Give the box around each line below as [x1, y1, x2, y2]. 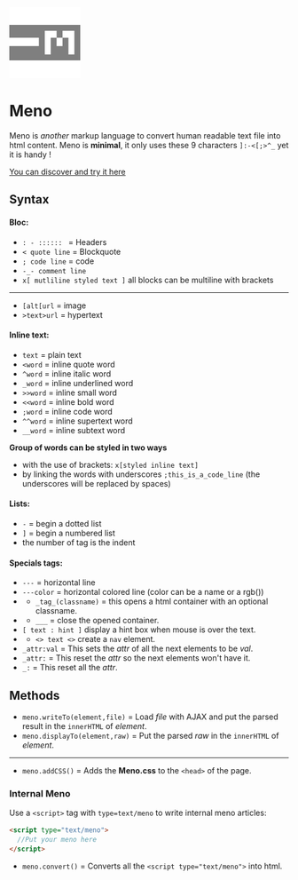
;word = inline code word [21, 406, 113, 416]
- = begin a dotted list [21, 518, 102, 528]
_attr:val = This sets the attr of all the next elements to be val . [21, 643, 254, 654]
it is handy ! [9, 149, 51, 160]
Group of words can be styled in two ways [9, 442, 168, 453]
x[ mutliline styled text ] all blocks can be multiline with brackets [21, 274, 274, 285]
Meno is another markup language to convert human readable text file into [9, 130, 281, 140]
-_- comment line [21, 266, 87, 275]
